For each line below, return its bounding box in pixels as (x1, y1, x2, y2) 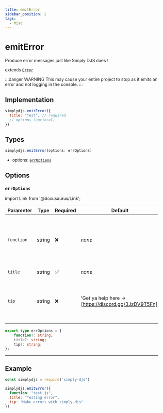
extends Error (5, 67, 33, 73)
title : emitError (5, 7, 40, 12)
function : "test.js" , (9, 390, 53, 396)
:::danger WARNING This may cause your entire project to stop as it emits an (5, 76, 158, 83)
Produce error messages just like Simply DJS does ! (5, 58, 109, 64)
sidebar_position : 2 (5, 12, 47, 17)
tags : (5, 16, 16, 21)
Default (111, 207, 129, 214)
